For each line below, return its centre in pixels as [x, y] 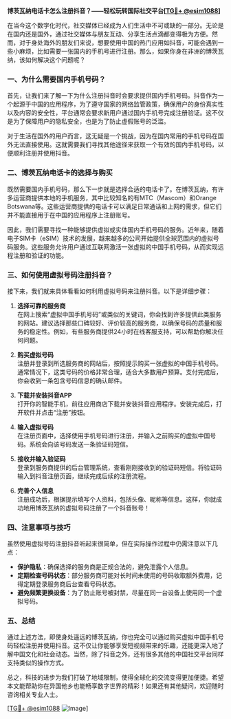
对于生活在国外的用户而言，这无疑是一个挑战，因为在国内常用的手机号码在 [112, 136]
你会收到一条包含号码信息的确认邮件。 [71, 380]
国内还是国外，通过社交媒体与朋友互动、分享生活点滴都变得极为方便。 [112, 34]
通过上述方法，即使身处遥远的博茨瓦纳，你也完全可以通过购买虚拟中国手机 [112, 637]
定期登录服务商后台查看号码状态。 [71, 584]
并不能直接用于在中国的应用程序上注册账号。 [70, 215]
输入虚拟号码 [35, 427]
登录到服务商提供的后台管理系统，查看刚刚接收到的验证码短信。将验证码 [119, 467]
